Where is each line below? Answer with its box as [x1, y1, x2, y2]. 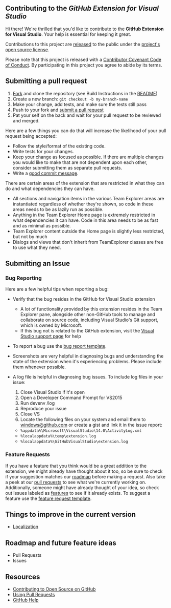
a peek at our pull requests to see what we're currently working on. [5, 479, 146, 485]
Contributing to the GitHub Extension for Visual [5, 4, 159, 13]
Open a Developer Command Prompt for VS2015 [20, 394, 123, 401]
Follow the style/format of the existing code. [12, 143, 106, 149]
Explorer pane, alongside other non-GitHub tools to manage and [20, 311, 156, 318]
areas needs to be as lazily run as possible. [12, 206, 104, 212]
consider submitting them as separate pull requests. [12, 164, 123, 171]
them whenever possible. [12, 364, 66, 370]
